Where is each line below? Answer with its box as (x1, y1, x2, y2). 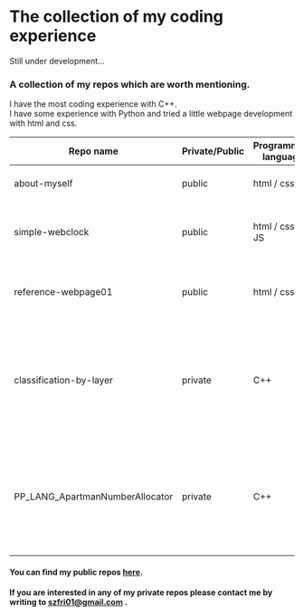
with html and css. (9, 118, 78, 128)
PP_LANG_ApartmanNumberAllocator (14, 490, 174, 503)
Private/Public (182, 145, 244, 157)
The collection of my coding (9, 6, 223, 27)
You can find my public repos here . (9, 566, 143, 577)
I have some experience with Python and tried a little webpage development (9, 109, 293, 119)
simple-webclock (14, 226, 90, 239)
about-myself (14, 177, 73, 190)
